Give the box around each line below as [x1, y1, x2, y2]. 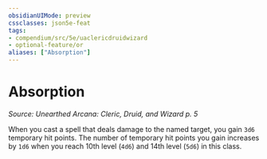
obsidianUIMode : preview [8, 11, 91, 20]
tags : [8, 26, 26, 34]
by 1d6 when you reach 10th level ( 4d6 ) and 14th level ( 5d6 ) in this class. [8, 141, 242, 151]
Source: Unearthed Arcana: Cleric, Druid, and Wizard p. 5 [8, 109, 198, 118]
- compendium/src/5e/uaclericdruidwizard [8, 33, 148, 42]
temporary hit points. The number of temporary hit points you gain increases [8, 133, 260, 142]
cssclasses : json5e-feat [8, 19, 91, 27]
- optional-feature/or [8, 41, 84, 49]
